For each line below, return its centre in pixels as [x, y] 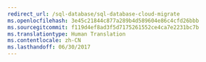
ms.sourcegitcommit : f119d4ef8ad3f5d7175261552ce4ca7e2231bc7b [103, 27]
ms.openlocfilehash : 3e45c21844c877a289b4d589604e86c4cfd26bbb [103, 21]
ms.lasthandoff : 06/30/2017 [49, 47]
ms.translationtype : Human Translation [67, 34]
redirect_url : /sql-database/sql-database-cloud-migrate [94, 14]
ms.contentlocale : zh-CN [44, 41]
